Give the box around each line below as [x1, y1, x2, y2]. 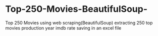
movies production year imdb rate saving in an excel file [5, 25, 122, 31]
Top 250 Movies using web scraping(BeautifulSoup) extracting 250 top [5, 20, 153, 26]
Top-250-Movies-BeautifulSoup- [5, 3, 148, 15]
